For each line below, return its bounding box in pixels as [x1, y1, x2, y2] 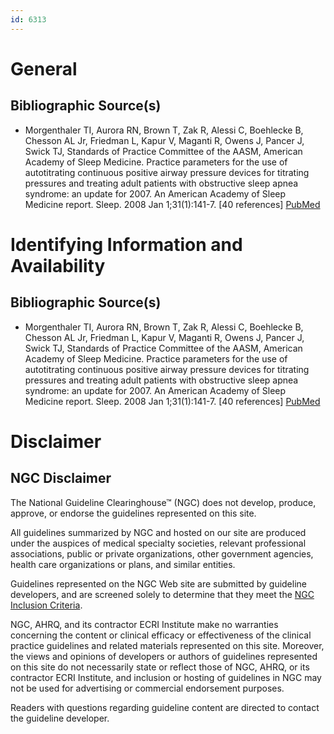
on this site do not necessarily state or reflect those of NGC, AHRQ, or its [10, 661, 310, 673]
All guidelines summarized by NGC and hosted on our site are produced [10, 526, 307, 538]
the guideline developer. [10, 712, 110, 724]
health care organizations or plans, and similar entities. [10, 558, 236, 570]
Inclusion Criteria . [10, 599, 83, 611]
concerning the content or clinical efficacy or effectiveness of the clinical [10, 629, 312, 641]
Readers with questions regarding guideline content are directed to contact [10, 701, 320, 713]
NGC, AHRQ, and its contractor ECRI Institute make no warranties [10, 618, 279, 630]
